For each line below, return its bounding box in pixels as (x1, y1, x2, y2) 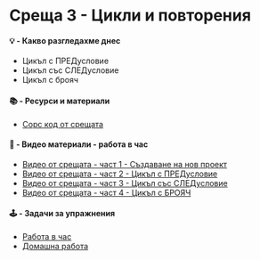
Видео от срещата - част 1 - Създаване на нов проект (21, 158, 228, 169)
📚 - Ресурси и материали (9, 95, 110, 106)
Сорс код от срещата (21, 118, 104, 129)
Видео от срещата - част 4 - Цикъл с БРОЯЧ (21, 187, 191, 198)
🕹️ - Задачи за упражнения (9, 208, 116, 219)
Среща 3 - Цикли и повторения (9, 5, 252, 26)
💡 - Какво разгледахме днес (9, 35, 121, 45)
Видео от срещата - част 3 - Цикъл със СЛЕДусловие (21, 177, 229, 188)
